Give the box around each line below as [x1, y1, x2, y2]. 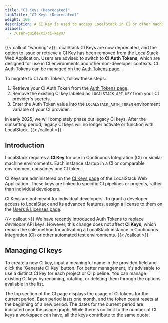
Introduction [5, 141, 45, 150]
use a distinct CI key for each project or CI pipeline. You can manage [5, 270, 146, 276]
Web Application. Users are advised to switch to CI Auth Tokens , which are [5, 55, 160, 61]
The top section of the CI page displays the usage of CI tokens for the [5, 290, 149, 296]
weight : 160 [5, 17, 30, 22]
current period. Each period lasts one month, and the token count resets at [5, 296, 159, 302]
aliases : [5, 26, 23, 31]
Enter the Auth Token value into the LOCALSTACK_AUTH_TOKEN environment [12, 101, 160, 107]
